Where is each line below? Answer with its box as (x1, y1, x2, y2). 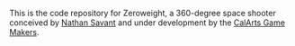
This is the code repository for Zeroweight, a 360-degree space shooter (9, 8, 276, 18)
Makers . (9, 27, 40, 37)
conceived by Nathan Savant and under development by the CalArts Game (9, 17, 286, 28)
